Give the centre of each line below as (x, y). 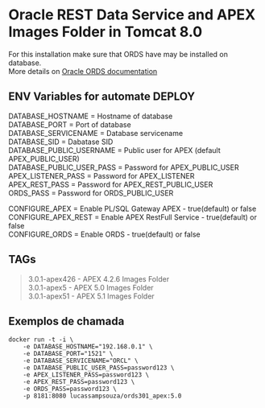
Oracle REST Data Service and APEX (132, 15)
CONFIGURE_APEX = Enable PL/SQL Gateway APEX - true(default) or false (132, 208)
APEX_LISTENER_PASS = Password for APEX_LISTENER (101, 175)
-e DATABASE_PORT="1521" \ (68, 354)
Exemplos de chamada (66, 321)
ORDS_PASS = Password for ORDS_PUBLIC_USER (91, 193)
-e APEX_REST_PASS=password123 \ (79, 382)
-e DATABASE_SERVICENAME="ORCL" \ (81, 361)
